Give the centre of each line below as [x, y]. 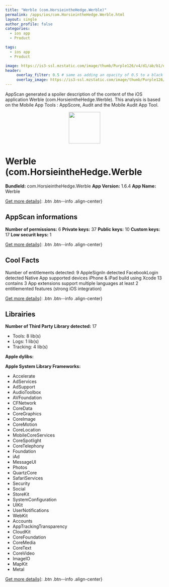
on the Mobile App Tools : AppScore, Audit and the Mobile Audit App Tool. [82, 105]
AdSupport [24, 387]
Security [21, 483]
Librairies [20, 314]
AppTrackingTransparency [40, 526]
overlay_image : [32, 80]
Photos [20, 467]
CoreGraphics [27, 414]
